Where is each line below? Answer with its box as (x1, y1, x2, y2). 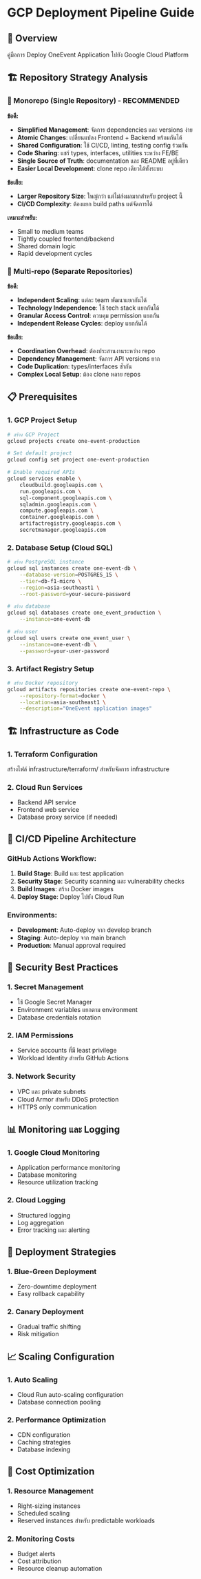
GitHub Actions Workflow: (7, 853, 97, 863)
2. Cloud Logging (7, 1195, 65, 1205)
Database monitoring (17, 1171, 77, 1179)
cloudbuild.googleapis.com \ (19, 481, 103, 488)
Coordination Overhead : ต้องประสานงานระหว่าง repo (17, 346, 156, 355)
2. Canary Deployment (7, 1307, 84, 1317)
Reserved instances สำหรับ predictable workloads (17, 1516, 155, 1525)
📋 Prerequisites (7, 391, 78, 403)
